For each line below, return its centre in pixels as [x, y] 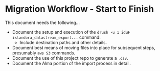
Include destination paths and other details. [63, 42]
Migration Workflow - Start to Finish [80, 9]
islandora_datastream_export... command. [57, 37]
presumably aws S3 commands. [44, 53]
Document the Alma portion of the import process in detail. [71, 63]
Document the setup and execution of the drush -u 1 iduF [71, 32]
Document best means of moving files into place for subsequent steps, [84, 47]
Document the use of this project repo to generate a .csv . [70, 58]
